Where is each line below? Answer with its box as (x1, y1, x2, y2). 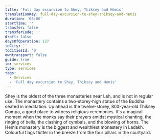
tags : (5, 71, 16, 76)
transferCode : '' (5, 30, 41, 35)
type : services (5, 66, 36, 71)
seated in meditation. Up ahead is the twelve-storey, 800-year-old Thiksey (5, 103, 156, 109)
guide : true (5, 57, 29, 62)
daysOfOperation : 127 (5, 39, 49, 44)
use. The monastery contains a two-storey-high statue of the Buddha (5, 98, 145, 104)
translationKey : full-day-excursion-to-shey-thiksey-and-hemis (5, 12, 137, 17)
